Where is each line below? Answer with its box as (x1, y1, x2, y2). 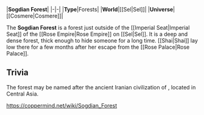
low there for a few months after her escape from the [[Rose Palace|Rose (6, 43, 190, 51)
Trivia (6, 68, 29, 78)
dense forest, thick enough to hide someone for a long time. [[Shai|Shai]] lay (6, 37, 198, 44)
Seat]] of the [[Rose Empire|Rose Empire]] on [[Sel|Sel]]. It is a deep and (6, 30, 188, 38)
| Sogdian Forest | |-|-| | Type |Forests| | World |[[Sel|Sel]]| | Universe (6, 6, 174, 13)
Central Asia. (6, 90, 39, 97)
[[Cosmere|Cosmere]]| (6, 12, 63, 19)
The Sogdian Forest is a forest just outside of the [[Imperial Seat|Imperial (6, 24, 190, 31)
